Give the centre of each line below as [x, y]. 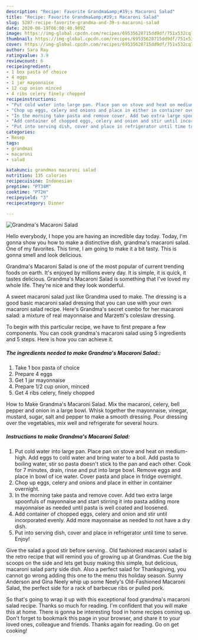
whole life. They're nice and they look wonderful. [65, 285]
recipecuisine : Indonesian [39, 181]
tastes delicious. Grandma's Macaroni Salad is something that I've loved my [98, 279]
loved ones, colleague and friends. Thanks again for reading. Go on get [93, 625]
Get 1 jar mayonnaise [40, 380]
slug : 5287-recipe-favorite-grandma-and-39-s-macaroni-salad [83, 22]
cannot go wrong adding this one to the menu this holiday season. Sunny [95, 576]
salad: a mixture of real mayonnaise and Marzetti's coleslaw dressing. [91, 315]
